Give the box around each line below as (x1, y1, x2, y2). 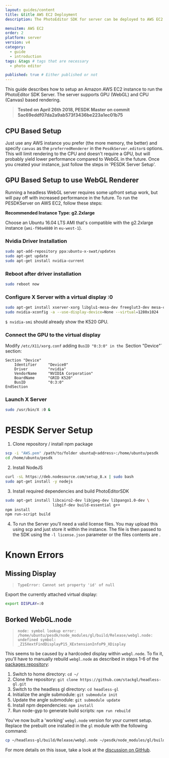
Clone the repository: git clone (12, 676, 78, 682)
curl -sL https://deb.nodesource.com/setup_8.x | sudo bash (5, 474, 134, 479)
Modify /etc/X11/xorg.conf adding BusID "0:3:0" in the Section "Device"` (5, 343, 162, 349)
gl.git (12, 681, 27, 686)
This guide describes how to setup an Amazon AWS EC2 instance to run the (5, 86, 162, 92)
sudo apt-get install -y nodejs (5, 479, 73, 484)
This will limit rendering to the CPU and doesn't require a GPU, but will (5, 151, 150, 157)
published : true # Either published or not (5, 73, 98, 78)
